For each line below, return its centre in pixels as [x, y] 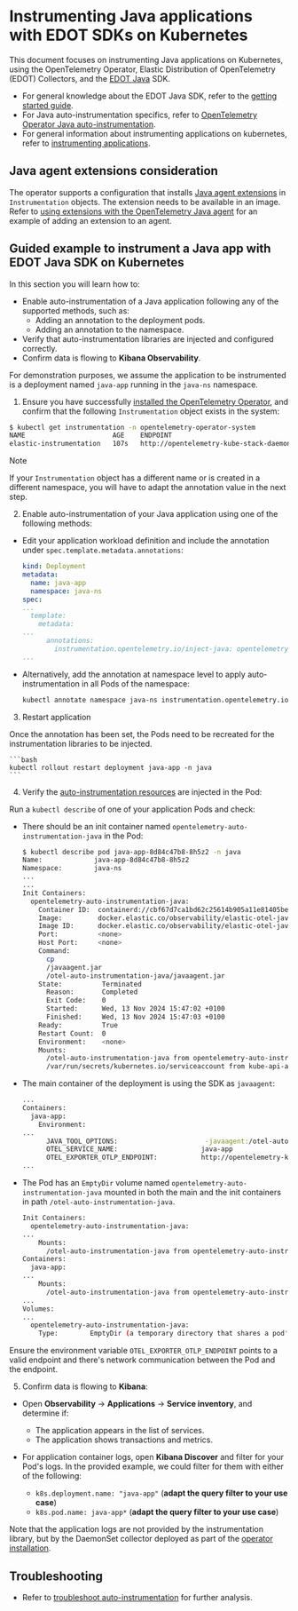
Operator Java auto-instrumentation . [89, 124]
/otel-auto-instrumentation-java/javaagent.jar [135, 976]
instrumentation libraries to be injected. [81, 743]
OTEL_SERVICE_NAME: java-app [139, 1149]
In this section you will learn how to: [74, 284]
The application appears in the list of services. [120, 1431]
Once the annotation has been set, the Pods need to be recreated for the [142, 734]
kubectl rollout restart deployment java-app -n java [111, 767]
